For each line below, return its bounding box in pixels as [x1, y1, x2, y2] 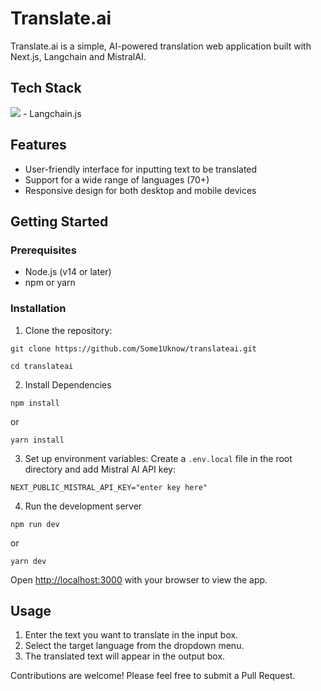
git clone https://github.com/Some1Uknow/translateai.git [10, 343, 257, 354]
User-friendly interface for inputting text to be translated [24, 163, 258, 175]
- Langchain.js [22, 107, 82, 119]
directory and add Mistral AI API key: [24, 463, 176, 475]
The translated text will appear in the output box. [24, 650, 226, 662]
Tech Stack [10, 80, 82, 97]
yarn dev [10, 556, 47, 566]
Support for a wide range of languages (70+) [24, 173, 210, 186]
